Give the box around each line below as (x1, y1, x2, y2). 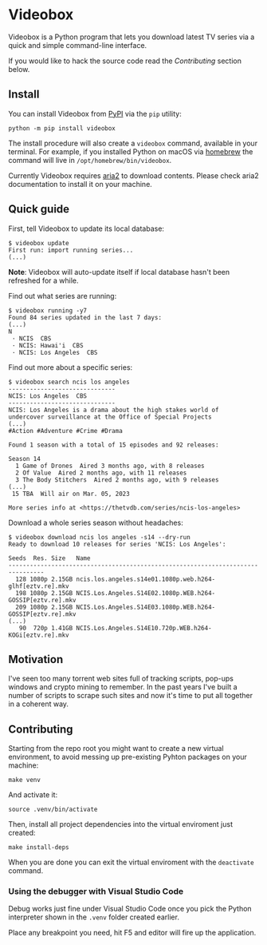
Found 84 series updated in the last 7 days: (8, 313, 162, 321)
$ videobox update (8, 239, 69, 247)
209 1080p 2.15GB (15, 603, 73, 611)
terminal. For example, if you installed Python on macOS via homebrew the (8, 146, 253, 157)
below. (8, 64, 30, 73)
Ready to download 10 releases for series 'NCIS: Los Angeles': (8, 540, 226, 548)
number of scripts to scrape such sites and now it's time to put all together (8, 691, 253, 701)
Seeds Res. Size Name (8, 554, 91, 562)
